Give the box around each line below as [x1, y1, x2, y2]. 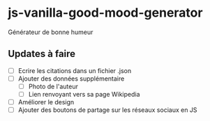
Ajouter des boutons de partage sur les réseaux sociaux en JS [17, 106, 197, 114]
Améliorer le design [17, 98, 75, 106]
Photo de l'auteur [28, 82, 79, 90]
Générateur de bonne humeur [8, 28, 93, 36]
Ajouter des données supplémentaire [17, 74, 125, 83]
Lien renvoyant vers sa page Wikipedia [28, 90, 140, 98]
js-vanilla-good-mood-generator [8, 5, 203, 21]
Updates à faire [8, 48, 76, 60]
